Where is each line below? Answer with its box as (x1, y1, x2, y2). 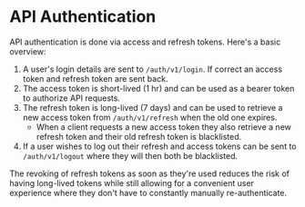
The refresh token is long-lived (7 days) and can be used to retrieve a (22, 102, 283, 113)
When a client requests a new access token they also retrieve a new (36, 121, 291, 133)
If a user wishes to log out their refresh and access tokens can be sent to (22, 141, 298, 152)
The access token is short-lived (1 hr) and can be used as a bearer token (22, 83, 295, 94)
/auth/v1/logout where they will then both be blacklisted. (22, 150, 239, 161)
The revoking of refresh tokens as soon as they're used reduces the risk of (9, 168, 290, 179)
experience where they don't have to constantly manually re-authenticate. (9, 187, 288, 198)
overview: (9, 45, 47, 56)
